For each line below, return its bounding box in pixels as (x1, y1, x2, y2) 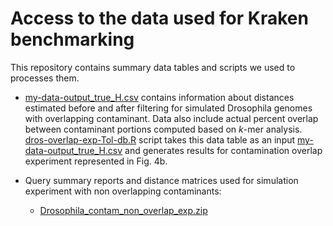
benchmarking (10, 28, 135, 51)
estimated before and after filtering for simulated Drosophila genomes (24, 102, 313, 114)
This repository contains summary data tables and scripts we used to (10, 61, 296, 73)
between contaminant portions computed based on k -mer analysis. (24, 123, 303, 135)
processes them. (10, 72, 80, 84)
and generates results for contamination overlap (124, 144, 323, 156)
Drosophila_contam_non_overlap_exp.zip (39, 204, 208, 216)
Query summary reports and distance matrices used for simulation (24, 174, 299, 186)
